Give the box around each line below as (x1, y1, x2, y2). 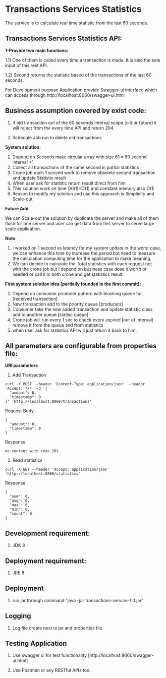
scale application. (5, 226, 41, 232)
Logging (5, 612, 31, 620)
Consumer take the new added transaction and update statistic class (12, 306, 153, 312)
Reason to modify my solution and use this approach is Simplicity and (12, 190, 155, 196)
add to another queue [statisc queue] (12, 311, 89, 317)
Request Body (5, 408, 34, 414)
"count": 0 (9, 511, 32, 516)
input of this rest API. (5, 62, 48, 68)
